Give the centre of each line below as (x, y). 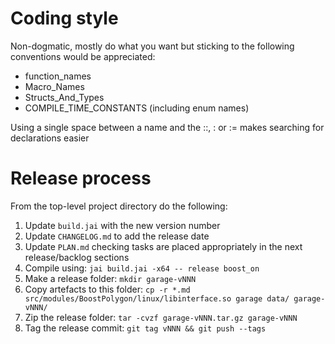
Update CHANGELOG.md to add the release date (117, 236)
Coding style (64, 18)
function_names (58, 76)
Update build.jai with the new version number (122, 225)
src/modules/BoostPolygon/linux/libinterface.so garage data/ (157, 298)
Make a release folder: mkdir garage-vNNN (110, 278)
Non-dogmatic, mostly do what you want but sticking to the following (152, 46)
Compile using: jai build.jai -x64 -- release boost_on (142, 268)
